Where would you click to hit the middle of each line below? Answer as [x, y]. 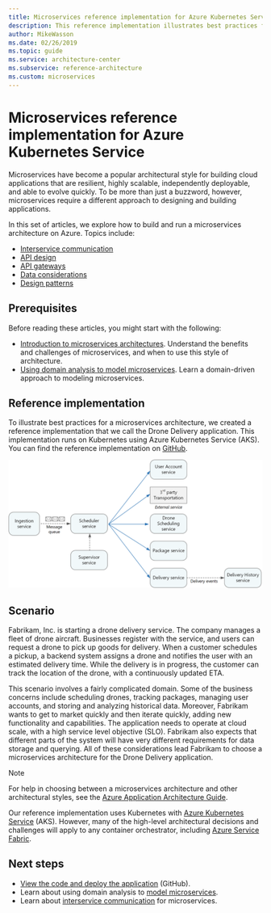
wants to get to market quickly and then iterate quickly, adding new [120, 714]
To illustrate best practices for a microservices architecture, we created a [130, 423]
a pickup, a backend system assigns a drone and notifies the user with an [130, 656]
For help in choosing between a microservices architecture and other [123, 789]
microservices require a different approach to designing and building [122, 200]
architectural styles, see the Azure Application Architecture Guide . [118, 797]
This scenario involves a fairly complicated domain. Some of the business [131, 689]
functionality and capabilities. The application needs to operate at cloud [127, 723]
